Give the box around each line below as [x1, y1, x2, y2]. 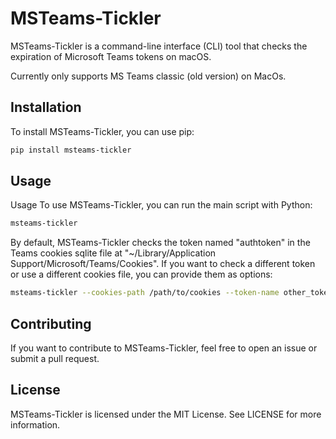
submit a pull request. [10, 353, 100, 364]
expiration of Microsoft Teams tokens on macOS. [10, 50, 212, 62]
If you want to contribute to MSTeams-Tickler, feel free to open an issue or [10, 342, 318, 354]
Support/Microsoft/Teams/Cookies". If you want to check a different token [10, 258, 316, 270]
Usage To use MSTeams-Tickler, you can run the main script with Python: [10, 199, 313, 211]
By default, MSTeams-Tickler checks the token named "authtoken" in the [10, 237, 311, 249]
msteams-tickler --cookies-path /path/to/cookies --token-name [10, 288, 280, 298]
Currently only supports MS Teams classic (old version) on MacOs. [10, 70, 287, 82]
